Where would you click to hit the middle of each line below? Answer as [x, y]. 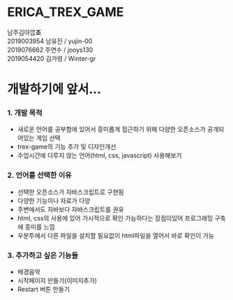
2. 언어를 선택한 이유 [39, 175]
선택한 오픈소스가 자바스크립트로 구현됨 [70, 192]
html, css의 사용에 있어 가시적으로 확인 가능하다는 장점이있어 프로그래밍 [115, 218]
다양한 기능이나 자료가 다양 [54, 200]
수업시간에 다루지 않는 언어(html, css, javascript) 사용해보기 [99, 156]
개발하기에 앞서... [54, 90]
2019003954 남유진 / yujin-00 [50, 41]
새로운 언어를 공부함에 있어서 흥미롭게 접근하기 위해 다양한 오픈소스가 [111, 129]
